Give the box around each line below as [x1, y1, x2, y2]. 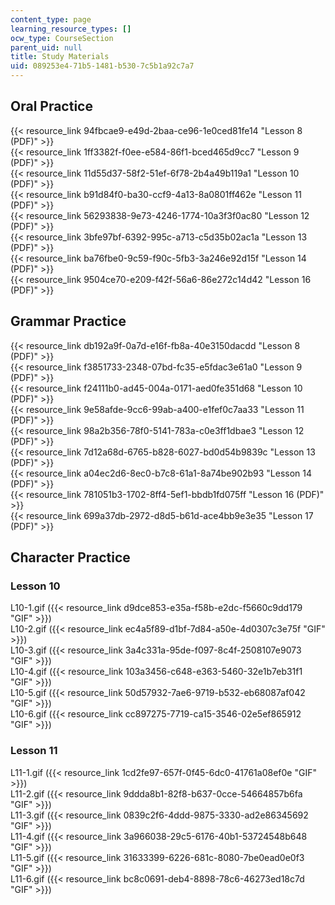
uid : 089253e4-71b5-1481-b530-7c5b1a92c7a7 [10, 61, 195, 71]
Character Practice [10, 549, 131, 566]
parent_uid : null [10, 42, 83, 53]
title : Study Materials [10, 52, 110, 62]
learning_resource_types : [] [10, 24, 132, 34]
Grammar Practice [10, 313, 127, 330]
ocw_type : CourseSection [10, 33, 114, 43]
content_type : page [10, 14, 92, 25]
